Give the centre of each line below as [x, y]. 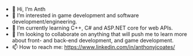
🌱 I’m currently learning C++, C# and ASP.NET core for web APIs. [92, 28]
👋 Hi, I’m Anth [29, 9]
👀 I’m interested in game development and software [75, 15]
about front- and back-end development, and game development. [93, 40]
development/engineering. [45, 22]
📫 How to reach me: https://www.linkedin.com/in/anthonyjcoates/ [93, 47]
